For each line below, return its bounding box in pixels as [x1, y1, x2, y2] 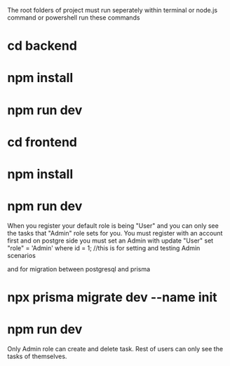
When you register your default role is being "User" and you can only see [7, 221, 219, 230]
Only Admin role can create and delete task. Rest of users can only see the [7, 345, 223, 353]
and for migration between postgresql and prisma [7, 264, 151, 273]
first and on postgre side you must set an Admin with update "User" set [7, 236, 214, 245]
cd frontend [7, 134, 77, 150]
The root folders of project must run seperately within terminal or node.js [7, 6, 218, 14]
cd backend [7, 38, 77, 54]
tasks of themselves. [7, 352, 67, 360]
